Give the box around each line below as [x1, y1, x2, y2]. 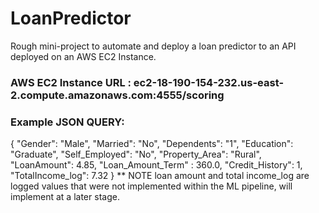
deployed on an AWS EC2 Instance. [10, 50, 157, 62]
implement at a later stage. [10, 191, 120, 203]
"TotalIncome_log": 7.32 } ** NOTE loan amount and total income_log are [10, 170, 310, 182]
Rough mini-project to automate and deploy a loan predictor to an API [10, 40, 297, 52]
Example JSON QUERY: [10, 115, 125, 129]
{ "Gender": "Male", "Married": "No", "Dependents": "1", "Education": [10, 138, 294, 150]
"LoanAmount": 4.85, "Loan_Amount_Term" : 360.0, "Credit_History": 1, [10, 159, 303, 171]
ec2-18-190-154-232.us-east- [133, 75, 285, 89]
